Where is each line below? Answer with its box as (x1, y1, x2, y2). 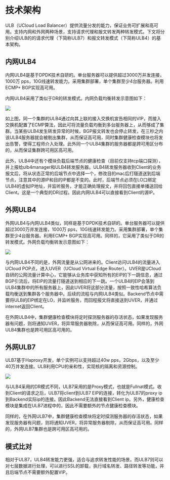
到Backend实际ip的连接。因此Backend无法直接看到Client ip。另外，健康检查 (5, 396, 164, 402)
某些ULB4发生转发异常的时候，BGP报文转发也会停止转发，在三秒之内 (18, 128, 163, 134)
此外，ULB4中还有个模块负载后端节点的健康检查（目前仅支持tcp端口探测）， (5, 158, 163, 164)
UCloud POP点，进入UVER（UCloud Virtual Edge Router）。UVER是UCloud (5, 265, 161, 271)
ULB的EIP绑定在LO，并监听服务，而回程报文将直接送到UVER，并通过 (14, 297, 158, 303)
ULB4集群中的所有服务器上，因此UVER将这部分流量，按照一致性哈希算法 (5, 284, 158, 291)
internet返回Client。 (5, 303, 47, 309)
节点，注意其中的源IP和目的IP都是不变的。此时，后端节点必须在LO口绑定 (5, 176, 157, 182)
